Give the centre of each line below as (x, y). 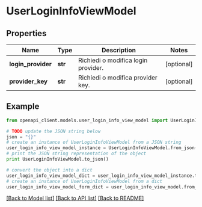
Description (119, 50)
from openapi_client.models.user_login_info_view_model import (87, 120)
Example (23, 107)
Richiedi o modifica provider (118, 78)
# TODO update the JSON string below (54, 131)
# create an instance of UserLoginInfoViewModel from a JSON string (94, 143)
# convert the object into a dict (50, 170)
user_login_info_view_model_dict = (51, 176)
